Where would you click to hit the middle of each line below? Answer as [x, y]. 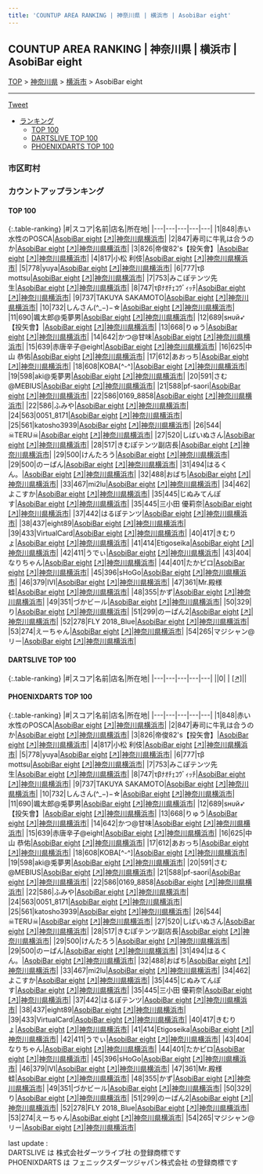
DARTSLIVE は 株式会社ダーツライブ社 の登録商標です [95, 1152]
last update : [28, 1143]
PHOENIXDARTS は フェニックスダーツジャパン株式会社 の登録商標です [123, 1162]
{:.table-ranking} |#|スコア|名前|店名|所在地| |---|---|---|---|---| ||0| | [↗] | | [128, 678]
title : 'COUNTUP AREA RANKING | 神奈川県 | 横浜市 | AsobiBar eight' [120, 15]
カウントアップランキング [56, 192]
